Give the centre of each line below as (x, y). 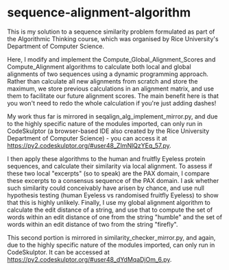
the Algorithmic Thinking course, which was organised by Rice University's (113, 38)
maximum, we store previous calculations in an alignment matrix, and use (111, 88)
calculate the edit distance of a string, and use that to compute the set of (110, 210)
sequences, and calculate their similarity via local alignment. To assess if (110, 166)
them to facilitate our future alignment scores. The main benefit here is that (113, 96)
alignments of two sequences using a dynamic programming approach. (108, 74)
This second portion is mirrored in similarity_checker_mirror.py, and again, (111, 237)
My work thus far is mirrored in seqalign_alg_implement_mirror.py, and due (112, 116)
